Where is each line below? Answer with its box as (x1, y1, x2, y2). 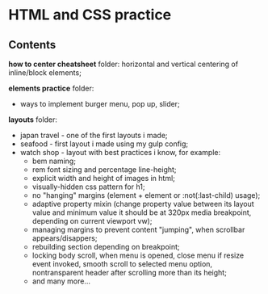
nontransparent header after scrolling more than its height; (31, 268, 228, 277)
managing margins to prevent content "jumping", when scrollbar (31, 225, 245, 234)
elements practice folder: (8, 83, 94, 93)
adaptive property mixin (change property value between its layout (31, 199, 254, 208)
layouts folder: (8, 115, 58, 124)
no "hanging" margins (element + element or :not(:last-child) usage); (31, 191, 261, 199)
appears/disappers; (31, 233, 98, 243)
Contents (8, 38, 57, 52)
